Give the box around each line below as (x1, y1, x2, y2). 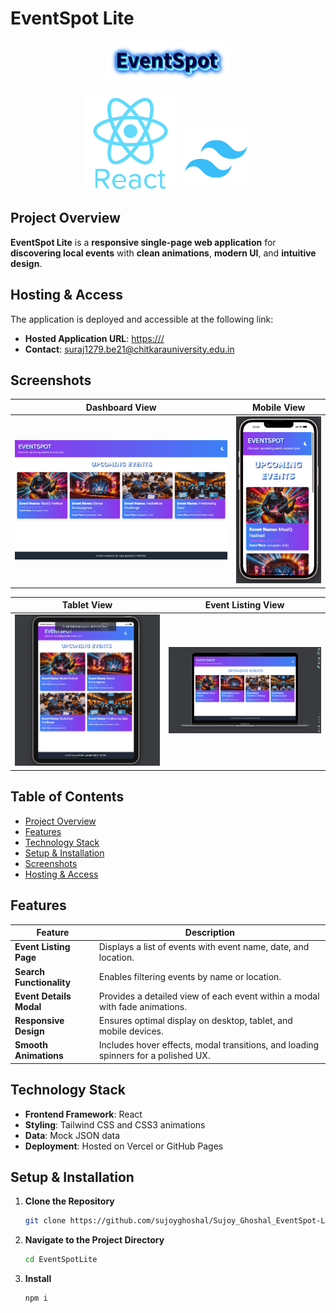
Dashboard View (85, 401, 157, 413)
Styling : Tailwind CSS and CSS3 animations (24, 1118, 206, 1131)
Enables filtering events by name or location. (98, 971, 282, 983)
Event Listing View (204, 599, 285, 611)
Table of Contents (10, 788, 125, 806)
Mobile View (251, 401, 306, 413)
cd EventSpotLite (24, 1255, 98, 1265)
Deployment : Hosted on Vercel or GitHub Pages (24, 1140, 224, 1152)
